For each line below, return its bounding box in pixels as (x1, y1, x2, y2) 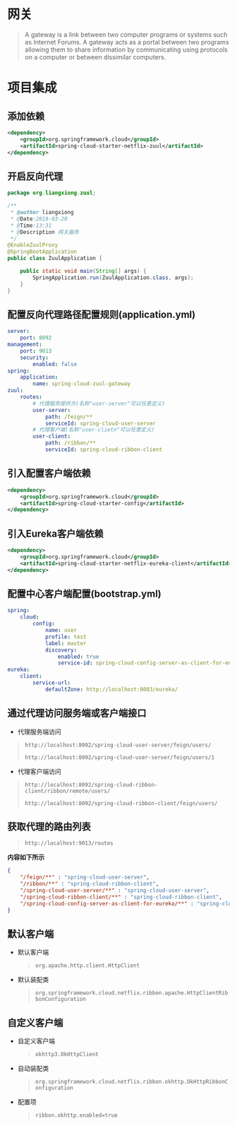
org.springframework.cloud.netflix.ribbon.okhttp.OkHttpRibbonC (35, 1079, 229, 1086)
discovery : (44, 646, 78, 654)
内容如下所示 (7, 853, 44, 862)
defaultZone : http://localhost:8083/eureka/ (44, 686, 178, 693)
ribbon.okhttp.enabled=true (35, 1112, 118, 1119)
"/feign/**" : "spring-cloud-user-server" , (20, 874, 150, 881)
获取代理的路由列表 (7, 821, 91, 833)
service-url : (32, 679, 71, 686)
